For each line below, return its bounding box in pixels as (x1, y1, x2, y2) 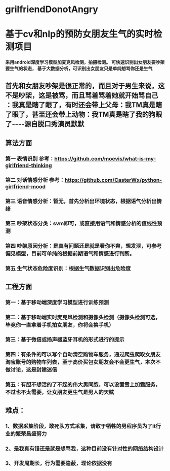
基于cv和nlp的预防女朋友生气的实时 (5, 28, 153, 40)
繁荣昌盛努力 (15, 430, 47, 437)
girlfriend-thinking (5, 161, 52, 169)
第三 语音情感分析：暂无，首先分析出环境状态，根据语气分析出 (5, 197, 157, 205)
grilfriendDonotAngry (5, 4, 99, 15)
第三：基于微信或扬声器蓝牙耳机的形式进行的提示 (5, 336, 125, 343)
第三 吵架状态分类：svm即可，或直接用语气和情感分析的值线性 (5, 220, 157, 227)
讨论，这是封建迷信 (10, 366, 57, 374)
